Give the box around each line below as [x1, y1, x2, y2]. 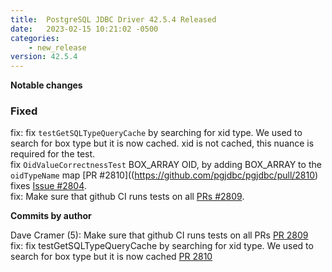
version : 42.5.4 [10, 52, 78, 62]
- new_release [28, 42, 87, 53]
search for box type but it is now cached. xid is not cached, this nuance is [10, 137, 315, 150]
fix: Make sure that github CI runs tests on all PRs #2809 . [10, 191, 245, 203]
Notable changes [10, 79, 83, 91]
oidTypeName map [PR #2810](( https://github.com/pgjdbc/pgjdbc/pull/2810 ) [10, 169, 319, 181]
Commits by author [10, 210, 92, 222]
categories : [10, 33, 60, 43]
